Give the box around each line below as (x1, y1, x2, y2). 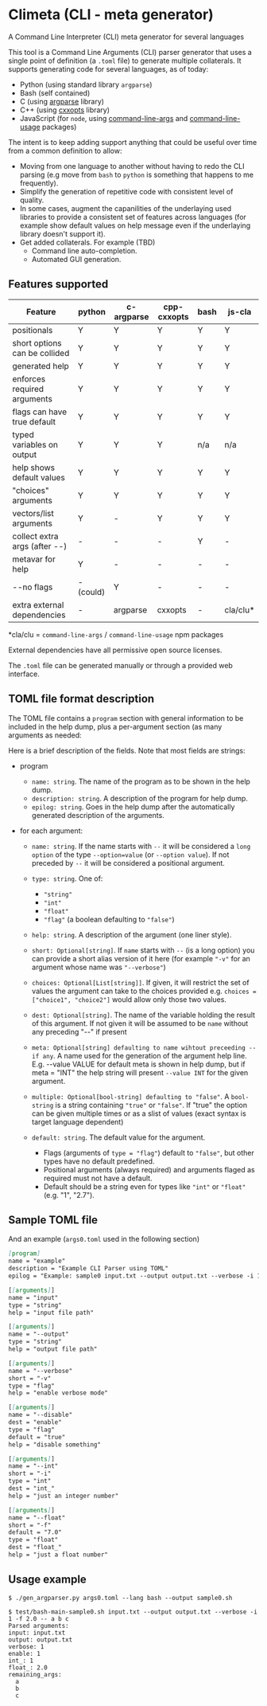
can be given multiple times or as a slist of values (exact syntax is (31, 1109, 246, 1118)
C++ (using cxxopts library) (19, 105, 110, 115)
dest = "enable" (8, 1418, 62, 1426)
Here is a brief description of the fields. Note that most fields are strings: (8, 745, 246, 755)
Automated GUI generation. (31, 254, 122, 264)
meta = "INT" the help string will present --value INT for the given (31, 1067, 249, 1077)
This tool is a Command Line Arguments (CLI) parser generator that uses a (8, 47, 252, 57)
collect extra (12, 530, 59, 542)
